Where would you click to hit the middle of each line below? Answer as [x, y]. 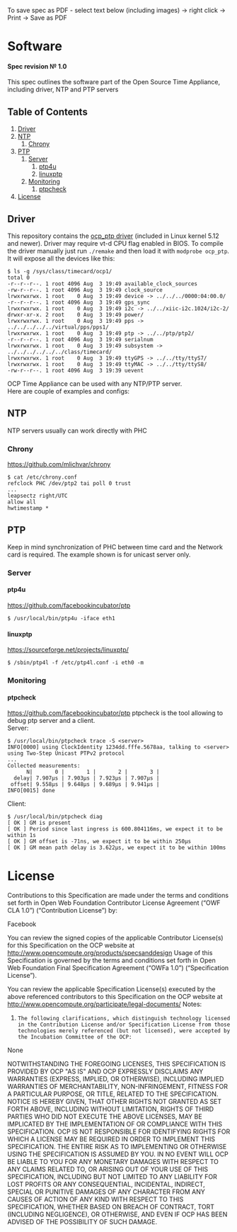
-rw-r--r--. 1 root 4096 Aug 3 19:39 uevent [75, 371]
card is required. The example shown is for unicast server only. [99, 554]
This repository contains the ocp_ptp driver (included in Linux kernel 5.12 [113, 236]
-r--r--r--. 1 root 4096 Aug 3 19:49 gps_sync [79, 303]
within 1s [22, 835]
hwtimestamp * [28, 508]
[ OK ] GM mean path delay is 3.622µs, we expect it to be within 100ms [117, 848]
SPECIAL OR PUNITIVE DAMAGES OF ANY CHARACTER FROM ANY [106, 1192]
